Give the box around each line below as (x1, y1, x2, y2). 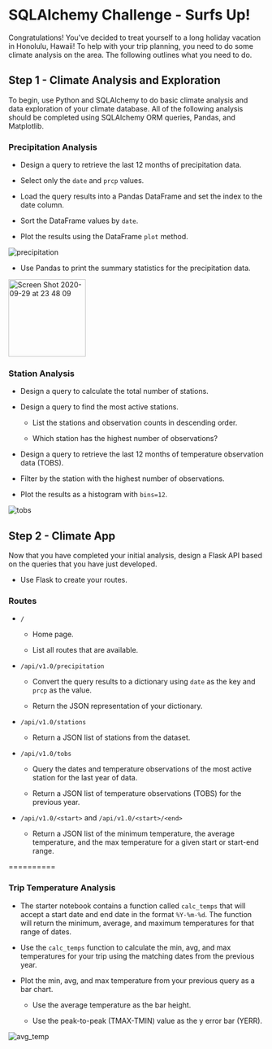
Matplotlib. (8, 120, 45, 131)
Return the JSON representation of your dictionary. (32, 702, 203, 711)
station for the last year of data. (32, 773, 138, 783)
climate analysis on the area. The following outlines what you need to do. (8, 50, 253, 59)
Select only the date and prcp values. (19, 176, 145, 186)
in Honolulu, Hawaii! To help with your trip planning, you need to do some (8, 41, 254, 50)
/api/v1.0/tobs (19, 750, 72, 758)
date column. (19, 200, 65, 210)
